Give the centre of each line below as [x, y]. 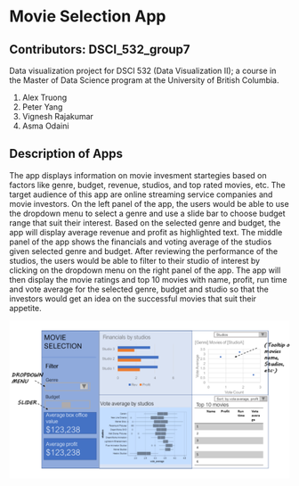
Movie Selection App [88, 16]
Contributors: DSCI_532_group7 [100, 49]
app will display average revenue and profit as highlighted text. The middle [146, 232]
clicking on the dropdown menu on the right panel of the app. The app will [145, 270]
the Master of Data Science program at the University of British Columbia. [144, 80]
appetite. [25, 308]
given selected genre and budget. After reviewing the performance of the [144, 251]
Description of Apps [66, 154]
